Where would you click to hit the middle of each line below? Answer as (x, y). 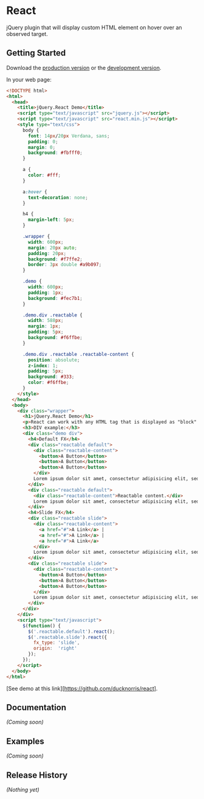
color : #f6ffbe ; (49, 383)
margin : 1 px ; (45, 326)
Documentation (36, 707)
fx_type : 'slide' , (56, 643)
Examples (25, 741)
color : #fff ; (45, 175)
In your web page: (29, 79)
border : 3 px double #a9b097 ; (65, 265)
